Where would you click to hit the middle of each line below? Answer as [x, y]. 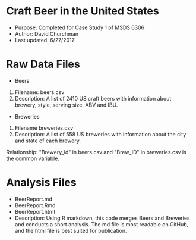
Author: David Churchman [47, 33]
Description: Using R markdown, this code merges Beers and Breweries [102, 218]
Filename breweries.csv [44, 128]
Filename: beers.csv [39, 92]
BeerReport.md [33, 199]
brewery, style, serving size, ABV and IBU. [66, 105]
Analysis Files [41, 183]
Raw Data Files [43, 64]
